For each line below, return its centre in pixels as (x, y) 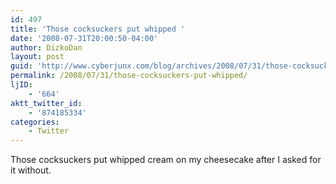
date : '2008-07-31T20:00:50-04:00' (84, 38)
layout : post (37, 57)
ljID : (21, 85)
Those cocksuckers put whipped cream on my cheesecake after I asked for (166, 160)
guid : (21, 66)
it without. (31, 170)
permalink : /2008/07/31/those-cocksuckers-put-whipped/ (129, 76)
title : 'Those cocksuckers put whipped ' (98, 29)
